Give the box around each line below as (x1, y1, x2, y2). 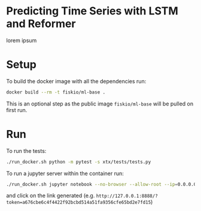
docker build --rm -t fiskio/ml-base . (6, 89, 106, 95)
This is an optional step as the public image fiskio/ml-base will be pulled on (6, 100, 193, 107)
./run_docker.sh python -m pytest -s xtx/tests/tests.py (6, 159, 151, 165)
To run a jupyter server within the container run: (6, 170, 124, 177)
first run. (6, 106, 28, 113)
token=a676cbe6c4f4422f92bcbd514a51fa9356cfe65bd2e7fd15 (6, 200, 151, 206)
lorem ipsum (6, 37, 37, 44)
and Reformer (6, 17, 76, 31)
